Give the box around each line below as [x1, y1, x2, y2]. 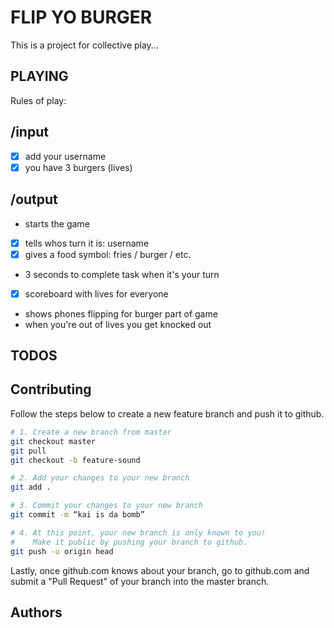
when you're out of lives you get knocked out [24, 318, 212, 330]
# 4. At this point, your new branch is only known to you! [10, 527, 267, 538]
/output [10, 191, 58, 208]
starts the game [24, 217, 90, 230]
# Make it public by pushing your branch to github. [10, 537, 248, 547]
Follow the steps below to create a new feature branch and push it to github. [10, 407, 325, 420]
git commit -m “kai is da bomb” [10, 510, 145, 520]
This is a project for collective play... [10, 39, 159, 51]
